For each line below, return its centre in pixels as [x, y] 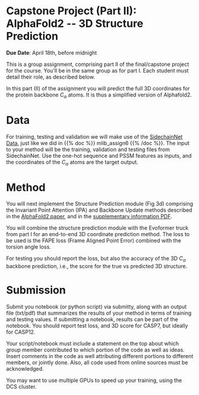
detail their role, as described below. [50, 77]
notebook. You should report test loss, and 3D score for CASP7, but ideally [97, 326]
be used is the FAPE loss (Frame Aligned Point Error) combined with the [94, 241]
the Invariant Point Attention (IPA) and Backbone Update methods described [99, 210]
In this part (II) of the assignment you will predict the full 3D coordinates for [98, 88]
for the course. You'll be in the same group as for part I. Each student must [97, 70]
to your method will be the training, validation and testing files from [88, 149]
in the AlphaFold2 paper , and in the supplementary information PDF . [89, 217]
